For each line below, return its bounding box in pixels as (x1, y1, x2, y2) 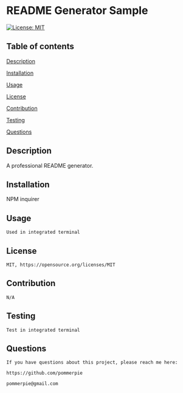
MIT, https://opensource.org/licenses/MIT (6, 262, 116, 268)
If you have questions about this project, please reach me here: (6, 360, 178, 366)
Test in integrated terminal (6, 327, 80, 333)
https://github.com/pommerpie (6, 370, 83, 377)
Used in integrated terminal (6, 229, 80, 236)
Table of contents (6, 41, 74, 52)
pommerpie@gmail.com (6, 381, 59, 387)
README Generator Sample (6, 4, 148, 18)
